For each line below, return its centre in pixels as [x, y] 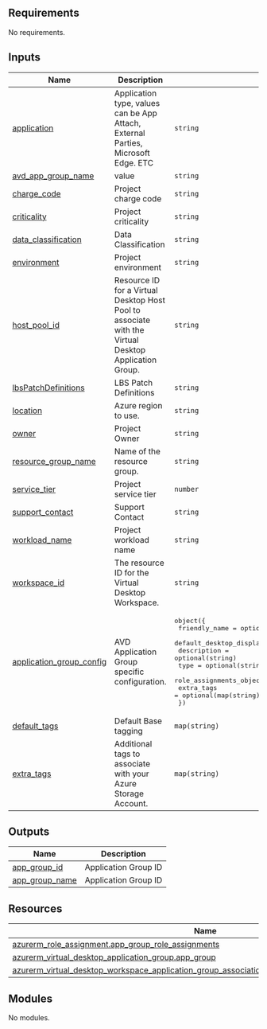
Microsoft [132, 153]
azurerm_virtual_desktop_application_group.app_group [114, 957]
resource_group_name [54, 461]
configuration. [140, 681]
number [187, 489]
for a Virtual [136, 290]
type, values [137, 103]
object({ [190, 620]
